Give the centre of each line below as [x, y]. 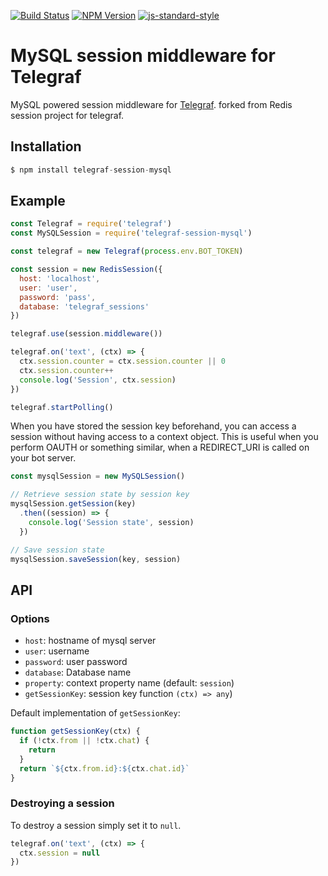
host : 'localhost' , [60, 278]
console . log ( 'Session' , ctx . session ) [98, 380]
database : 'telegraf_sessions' [84, 306]
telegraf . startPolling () [62, 407]
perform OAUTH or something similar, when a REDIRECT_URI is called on [160, 447]
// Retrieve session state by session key [100, 495]
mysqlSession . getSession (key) [73, 504]
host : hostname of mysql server [90, 641]
